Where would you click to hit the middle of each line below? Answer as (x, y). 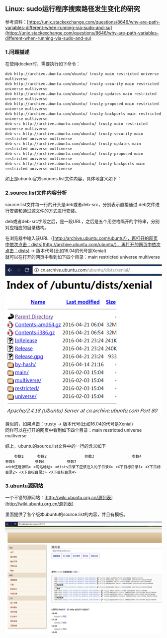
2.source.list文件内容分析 (36, 193)
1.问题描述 (17, 52)
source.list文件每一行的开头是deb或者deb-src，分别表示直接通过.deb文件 (80, 205)
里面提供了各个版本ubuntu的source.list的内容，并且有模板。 (67, 514)
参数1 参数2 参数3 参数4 (78, 456)
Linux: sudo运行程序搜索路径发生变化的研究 (73, 9)
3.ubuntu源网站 (24, 486)
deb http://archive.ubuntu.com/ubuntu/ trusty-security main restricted (82, 84)
